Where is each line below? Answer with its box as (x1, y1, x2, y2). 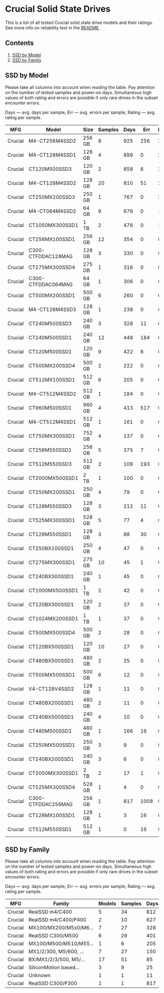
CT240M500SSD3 (28, 320, 72, 327)
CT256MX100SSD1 (28, 236, 76, 242)
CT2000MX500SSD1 (28, 475, 79, 481)
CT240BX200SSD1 (28, 756, 74, 762)
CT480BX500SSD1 (28, 657, 74, 664)
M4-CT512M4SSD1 (28, 418, 77, 425)
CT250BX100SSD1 (28, 545, 74, 552)
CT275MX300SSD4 (28, 264, 76, 271)
